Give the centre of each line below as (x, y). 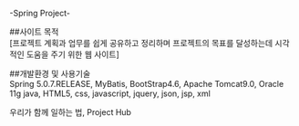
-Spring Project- (40, 13)
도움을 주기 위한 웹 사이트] (73, 54)
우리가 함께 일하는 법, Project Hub (71, 112)
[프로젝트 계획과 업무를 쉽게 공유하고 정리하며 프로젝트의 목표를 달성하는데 (141, 43)
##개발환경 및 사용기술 (50, 73)
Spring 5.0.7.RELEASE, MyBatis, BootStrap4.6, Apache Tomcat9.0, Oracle (147, 84)
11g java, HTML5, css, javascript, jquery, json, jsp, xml (110, 93)
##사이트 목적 (34, 32)
